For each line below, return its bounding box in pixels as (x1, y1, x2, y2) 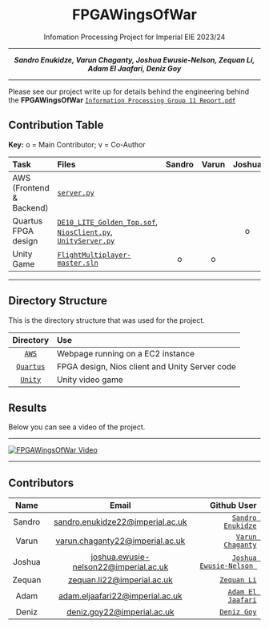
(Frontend (12, 182, 50, 193)
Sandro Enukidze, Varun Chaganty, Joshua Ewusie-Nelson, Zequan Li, (14, 54, 255, 65)
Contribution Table (8, 119, 104, 132)
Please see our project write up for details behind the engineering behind (8, 87, 250, 96)
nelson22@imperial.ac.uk (72, 562, 169, 573)
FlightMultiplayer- (57, 250, 132, 260)
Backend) (12, 202, 49, 213)
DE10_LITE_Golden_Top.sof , (57, 216, 159, 227)
